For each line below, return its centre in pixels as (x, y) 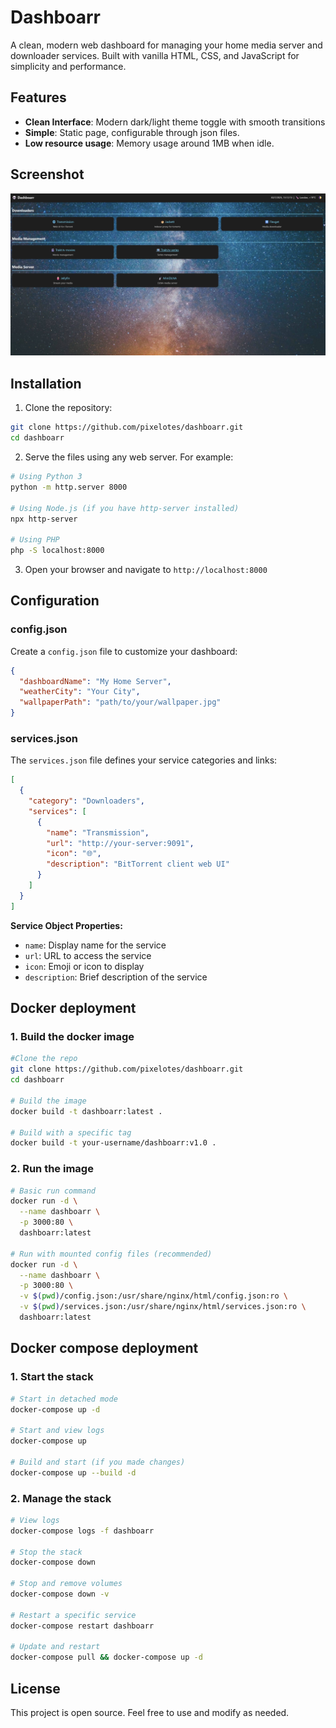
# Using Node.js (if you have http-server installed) (125, 508)
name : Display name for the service (95, 945)
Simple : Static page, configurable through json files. (132, 132)
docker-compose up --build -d (73, 1472)
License (35, 1688)
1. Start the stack (52, 1377)
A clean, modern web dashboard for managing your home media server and (166, 45)
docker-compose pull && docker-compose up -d (106, 1657)
